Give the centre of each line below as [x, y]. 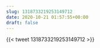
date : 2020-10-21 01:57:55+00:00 [47, 17]
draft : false [22, 23]
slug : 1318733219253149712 [39, 12]
